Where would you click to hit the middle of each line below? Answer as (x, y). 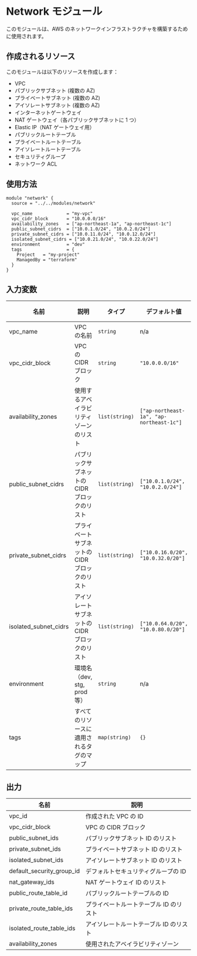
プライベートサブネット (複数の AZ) (57, 97)
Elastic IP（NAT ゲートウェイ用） (55, 127)
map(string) (114, 738)
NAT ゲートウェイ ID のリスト (126, 883)
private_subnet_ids (35, 849)
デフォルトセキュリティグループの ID (136, 871)
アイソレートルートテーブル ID (127, 924)
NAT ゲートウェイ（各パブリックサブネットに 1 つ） (77, 120)
